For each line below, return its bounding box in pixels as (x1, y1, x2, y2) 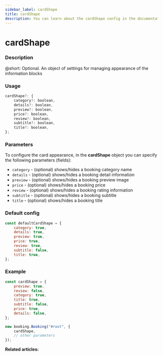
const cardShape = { (5, 279, 47, 284)
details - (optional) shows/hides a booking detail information (12, 172, 135, 178)
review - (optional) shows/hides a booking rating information (12, 187, 133, 193)
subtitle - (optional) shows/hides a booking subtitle (12, 193, 117, 198)
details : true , (14, 230, 45, 235)
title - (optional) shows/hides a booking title (12, 197, 103, 204)
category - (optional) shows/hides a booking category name (12, 167, 132, 173)
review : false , (14, 288, 45, 293)
